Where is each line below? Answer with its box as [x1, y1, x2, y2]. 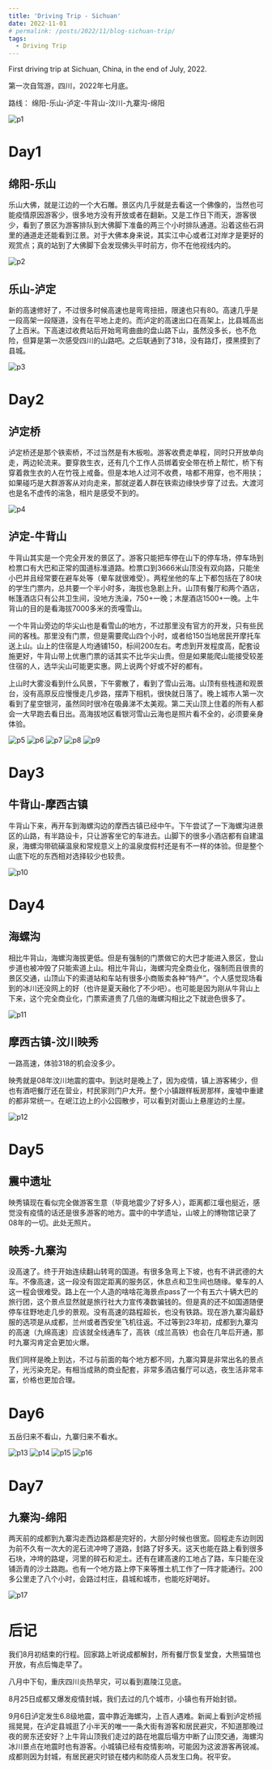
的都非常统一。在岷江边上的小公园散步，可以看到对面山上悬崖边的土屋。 [8, 1096, 249, 1105]
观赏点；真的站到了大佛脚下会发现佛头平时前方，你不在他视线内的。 [8, 241, 236, 250]
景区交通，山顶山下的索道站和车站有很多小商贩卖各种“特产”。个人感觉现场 [8, 973, 257, 983]
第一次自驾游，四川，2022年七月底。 [8, 81, 133, 91]
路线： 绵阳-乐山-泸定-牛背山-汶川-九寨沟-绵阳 [8, 98, 165, 108]
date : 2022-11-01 [8, 19, 67, 28]
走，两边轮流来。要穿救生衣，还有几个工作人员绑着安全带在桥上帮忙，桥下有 [8, 457, 264, 467]
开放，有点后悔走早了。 [8, 1660, 87, 1669]
